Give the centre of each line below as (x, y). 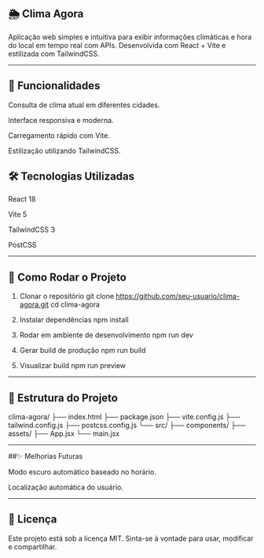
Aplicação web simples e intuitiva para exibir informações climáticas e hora (130, 37)
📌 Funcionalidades (54, 86)
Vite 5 (18, 214)
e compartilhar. (33, 546)
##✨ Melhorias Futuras (46, 456)
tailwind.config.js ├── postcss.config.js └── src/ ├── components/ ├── (127, 426)
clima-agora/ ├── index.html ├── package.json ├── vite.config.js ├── (125, 417)
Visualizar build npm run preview (73, 366)
